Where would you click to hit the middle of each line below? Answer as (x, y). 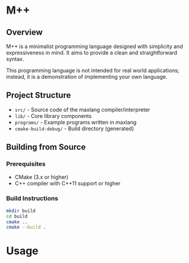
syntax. (15, 59)
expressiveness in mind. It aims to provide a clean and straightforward (92, 53)
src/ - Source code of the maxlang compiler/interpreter (82, 110)
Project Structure (39, 95)
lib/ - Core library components (53, 116)
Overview (25, 32)
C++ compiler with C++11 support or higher (68, 183)
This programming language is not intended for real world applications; (93, 70)
